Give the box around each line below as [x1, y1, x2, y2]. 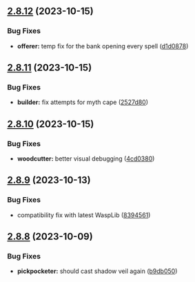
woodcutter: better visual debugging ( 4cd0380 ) [17, 154, 155, 163]
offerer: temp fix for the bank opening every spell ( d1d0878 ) [17, 41, 189, 50]
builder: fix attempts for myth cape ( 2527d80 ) [17, 98, 149, 106]
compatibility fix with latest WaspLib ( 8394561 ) [17, 210, 151, 219]
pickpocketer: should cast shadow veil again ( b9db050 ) [17, 267, 178, 275]
